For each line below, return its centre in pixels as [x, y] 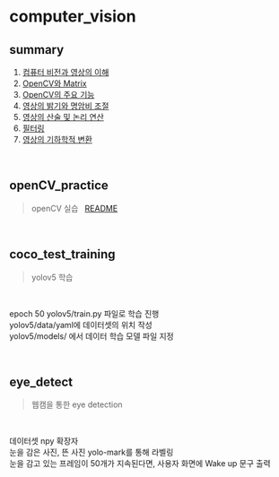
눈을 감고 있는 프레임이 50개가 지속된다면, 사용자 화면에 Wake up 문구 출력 [140, 464]
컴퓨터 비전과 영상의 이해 [65, 72]
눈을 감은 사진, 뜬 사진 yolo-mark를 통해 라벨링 [92, 452]
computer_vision [73, 17]
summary [37, 50]
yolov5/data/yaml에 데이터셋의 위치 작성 [81, 325]
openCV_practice [59, 186]
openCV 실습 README [74, 208]
